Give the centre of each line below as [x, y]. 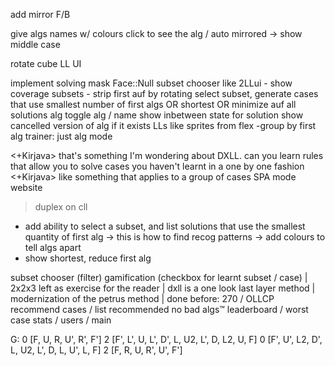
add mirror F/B [40, 14]
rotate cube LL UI [46, 63]
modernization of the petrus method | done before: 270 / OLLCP [142, 298]
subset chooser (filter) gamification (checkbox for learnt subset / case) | [159, 277]
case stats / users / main [61, 320]
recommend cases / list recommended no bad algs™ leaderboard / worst [159, 309]
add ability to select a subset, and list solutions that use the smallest [165, 226]
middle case [35, 44]
